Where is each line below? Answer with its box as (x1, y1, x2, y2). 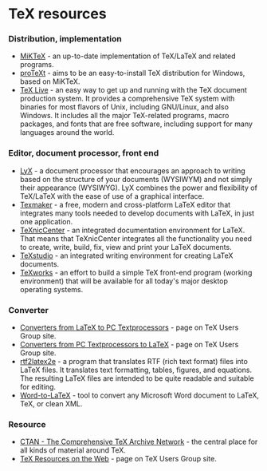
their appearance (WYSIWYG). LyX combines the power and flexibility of (19, 183, 257, 192)
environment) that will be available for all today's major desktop (19, 276, 229, 286)
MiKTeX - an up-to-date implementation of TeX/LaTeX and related (19, 51, 237, 61)
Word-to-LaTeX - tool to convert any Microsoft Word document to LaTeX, (19, 390, 260, 400)
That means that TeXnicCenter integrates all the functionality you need (19, 233, 253, 243)
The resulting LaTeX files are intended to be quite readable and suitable (19, 374, 254, 383)
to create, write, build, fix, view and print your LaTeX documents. (19, 242, 233, 251)
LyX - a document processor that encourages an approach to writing (19, 165, 245, 176)
